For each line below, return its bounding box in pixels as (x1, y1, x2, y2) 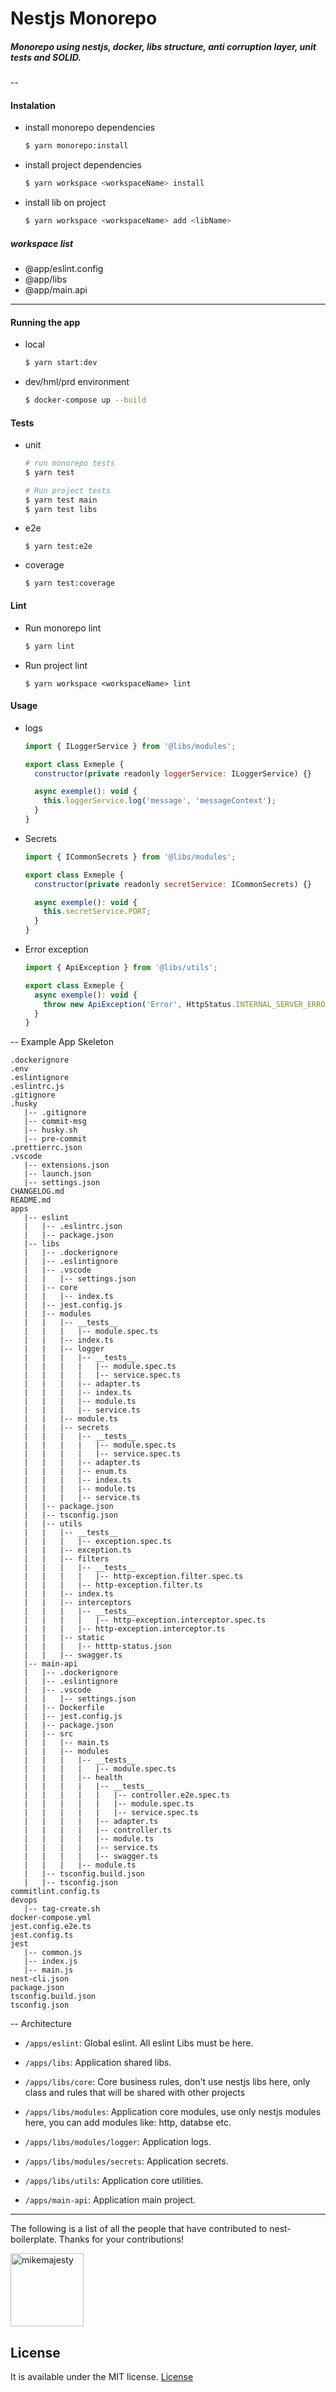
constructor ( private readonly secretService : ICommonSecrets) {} (34, 879, 313, 889)
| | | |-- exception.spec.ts (23, 1537, 172, 1547)
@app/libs (24, 273, 68, 285)
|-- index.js (23, 1957, 78, 1967)
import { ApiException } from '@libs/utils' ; (24, 963, 218, 973)
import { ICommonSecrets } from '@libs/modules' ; (24, 852, 237, 862)
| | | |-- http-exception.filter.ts (23, 1580, 203, 1591)
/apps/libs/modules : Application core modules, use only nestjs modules (24, 2106, 322, 2118)
